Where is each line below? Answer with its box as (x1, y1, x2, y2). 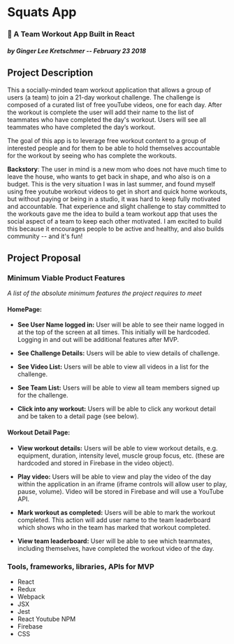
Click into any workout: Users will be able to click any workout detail (17, 404, 217, 413)
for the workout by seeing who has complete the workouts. (7, 151, 177, 160)
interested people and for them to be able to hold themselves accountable (7, 144, 220, 152)
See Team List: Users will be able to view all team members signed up (17, 383, 220, 392)
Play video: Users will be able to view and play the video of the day (17, 472, 212, 481)
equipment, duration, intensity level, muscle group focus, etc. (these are (17, 451, 225, 460)
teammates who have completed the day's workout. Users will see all (7, 115, 207, 123)
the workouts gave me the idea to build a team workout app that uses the (7, 210, 218, 218)
